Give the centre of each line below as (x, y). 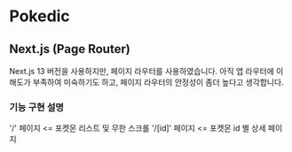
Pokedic (40, 16)
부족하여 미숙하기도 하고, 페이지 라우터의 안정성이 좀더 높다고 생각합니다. (158, 82)
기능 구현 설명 (37, 107)
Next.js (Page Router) (70, 49)
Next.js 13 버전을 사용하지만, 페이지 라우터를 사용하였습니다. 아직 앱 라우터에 (142, 71)
